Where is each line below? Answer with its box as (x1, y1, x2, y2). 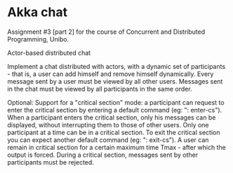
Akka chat (7, 4, 68, 20)
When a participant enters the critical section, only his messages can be (7, 113, 216, 122)
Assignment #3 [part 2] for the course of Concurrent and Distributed (7, 27, 206, 36)
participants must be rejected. (7, 158, 95, 166)
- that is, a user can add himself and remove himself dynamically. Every (7, 70, 214, 78)
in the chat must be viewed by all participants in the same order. (7, 84, 192, 93)
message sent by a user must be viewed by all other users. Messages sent (7, 77, 223, 85)
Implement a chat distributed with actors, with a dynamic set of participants (7, 62, 226, 70)
